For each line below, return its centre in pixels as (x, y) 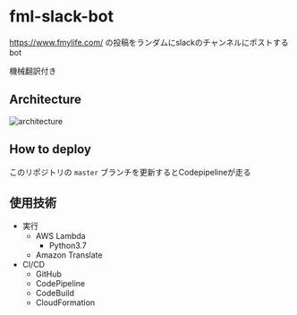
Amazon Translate (69, 255)
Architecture (46, 100)
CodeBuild (55, 294)
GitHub (49, 274)
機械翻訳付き (33, 71)
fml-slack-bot (62, 17)
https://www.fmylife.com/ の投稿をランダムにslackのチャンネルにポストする (149, 42)
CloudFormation (65, 302)
